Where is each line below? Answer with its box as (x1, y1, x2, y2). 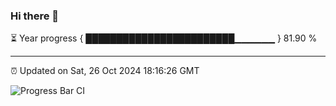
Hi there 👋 (10, 9, 60, 23)
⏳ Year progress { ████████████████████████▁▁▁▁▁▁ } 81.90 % (10, 32, 318, 44)
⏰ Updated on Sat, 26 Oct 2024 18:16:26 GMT (10, 65, 200, 77)
